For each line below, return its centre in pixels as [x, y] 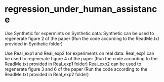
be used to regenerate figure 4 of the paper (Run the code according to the [81, 58]
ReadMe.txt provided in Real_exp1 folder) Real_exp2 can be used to [73, 64]
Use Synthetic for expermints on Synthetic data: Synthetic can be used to [79, 33]
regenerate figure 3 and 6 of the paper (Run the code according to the [76, 69]
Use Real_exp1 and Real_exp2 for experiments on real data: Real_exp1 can [79, 53]
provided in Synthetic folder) [34, 43]
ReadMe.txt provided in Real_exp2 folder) [47, 74]
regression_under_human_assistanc [81, 9]
